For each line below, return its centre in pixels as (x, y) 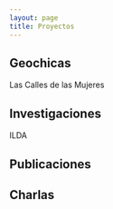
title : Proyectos (42, 26)
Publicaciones (51, 164)
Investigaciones (56, 113)
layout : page (34, 18)
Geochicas (40, 63)
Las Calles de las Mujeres (57, 85)
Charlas (32, 195)
